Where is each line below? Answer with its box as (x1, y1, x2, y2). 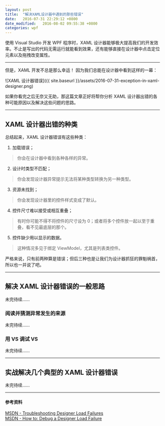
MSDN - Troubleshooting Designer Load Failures (5, 410, 104, 416)
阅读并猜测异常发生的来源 (5, 310, 66, 316)
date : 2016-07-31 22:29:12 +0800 (5, 16, 78, 21)
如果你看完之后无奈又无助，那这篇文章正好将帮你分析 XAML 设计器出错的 (5, 93, 153, 99)
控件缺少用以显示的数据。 (12, 234, 64, 240)
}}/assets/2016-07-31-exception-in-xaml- (75, 77, 160, 84)
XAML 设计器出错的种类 (5, 120, 78, 128)
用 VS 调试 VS (5, 335, 38, 342)
